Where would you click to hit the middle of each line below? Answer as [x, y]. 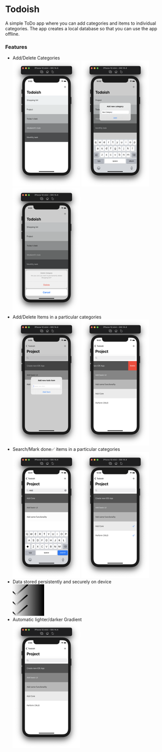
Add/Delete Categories [36, 58]
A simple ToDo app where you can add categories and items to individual [81, 23]
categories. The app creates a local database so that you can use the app [81, 28]
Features [16, 47]
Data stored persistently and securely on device [62, 582]
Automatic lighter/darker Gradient [47, 620]
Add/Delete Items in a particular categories [57, 317]
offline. [13, 34]
